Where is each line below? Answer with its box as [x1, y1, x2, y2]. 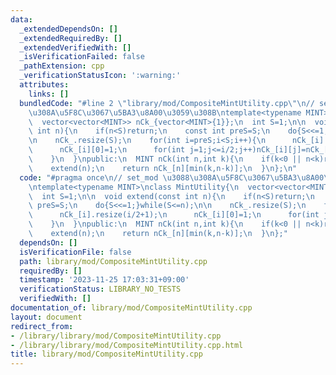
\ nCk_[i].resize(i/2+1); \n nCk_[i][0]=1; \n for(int [28, 210, 320, 220]
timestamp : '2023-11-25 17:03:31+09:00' [19, 275, 190, 285]
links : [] [28, 89, 70, 99]
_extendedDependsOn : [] [19, 24, 118, 34]
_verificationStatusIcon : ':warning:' [19, 71, 182, 81]
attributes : [19, 80, 70, 90]
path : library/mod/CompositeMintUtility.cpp [19, 256, 208, 266]
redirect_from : [10, 321, 74, 331]
